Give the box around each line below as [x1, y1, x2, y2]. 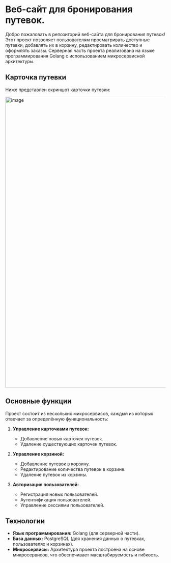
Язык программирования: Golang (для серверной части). [12, 530, 140, 537]
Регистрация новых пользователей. [20, 491, 98, 497]
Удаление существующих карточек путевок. [20, 441, 118, 447]
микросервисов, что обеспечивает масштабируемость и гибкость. [12, 552, 159, 558]
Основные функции [5, 397, 72, 406]
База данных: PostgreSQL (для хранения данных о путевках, [12, 536, 146, 542]
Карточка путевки [5, 73, 67, 82]
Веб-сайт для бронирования [5, 4, 133, 15]
